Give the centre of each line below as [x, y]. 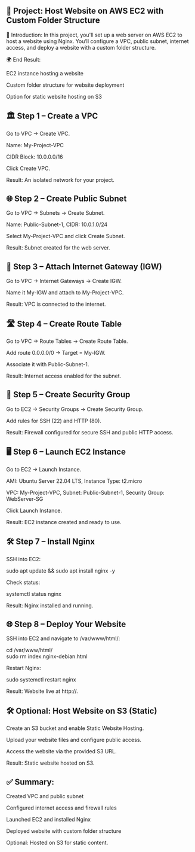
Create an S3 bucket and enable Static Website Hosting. [75, 728]
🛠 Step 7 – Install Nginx [51, 542]
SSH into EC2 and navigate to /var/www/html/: [63, 638]
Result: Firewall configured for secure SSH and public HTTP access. [90, 432]
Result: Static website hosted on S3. [50, 763]
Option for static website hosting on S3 [54, 96]
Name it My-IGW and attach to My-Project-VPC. [65, 293]
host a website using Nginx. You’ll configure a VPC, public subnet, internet [97, 41]
